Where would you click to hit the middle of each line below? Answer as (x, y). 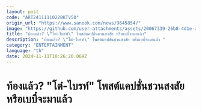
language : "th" (25, 51)
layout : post (23, 12)
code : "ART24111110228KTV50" (43, 17)
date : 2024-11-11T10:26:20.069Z (47, 56)
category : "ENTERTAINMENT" (40, 46)
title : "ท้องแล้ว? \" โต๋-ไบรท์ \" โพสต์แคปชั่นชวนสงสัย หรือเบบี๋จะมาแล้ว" (77, 34)
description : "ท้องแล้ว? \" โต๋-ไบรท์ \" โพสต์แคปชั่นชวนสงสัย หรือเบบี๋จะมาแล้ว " (86, 40)
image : (14, 28)
